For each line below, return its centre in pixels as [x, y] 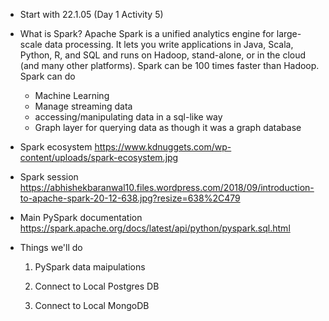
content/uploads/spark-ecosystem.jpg [99, 157]
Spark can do [47, 76]
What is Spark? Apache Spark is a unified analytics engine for [147, 33]
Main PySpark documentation [81, 217]
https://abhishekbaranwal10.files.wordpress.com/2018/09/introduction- [167, 187]
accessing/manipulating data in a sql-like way [128, 117]
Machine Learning [72, 95]
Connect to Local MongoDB [92, 305]
